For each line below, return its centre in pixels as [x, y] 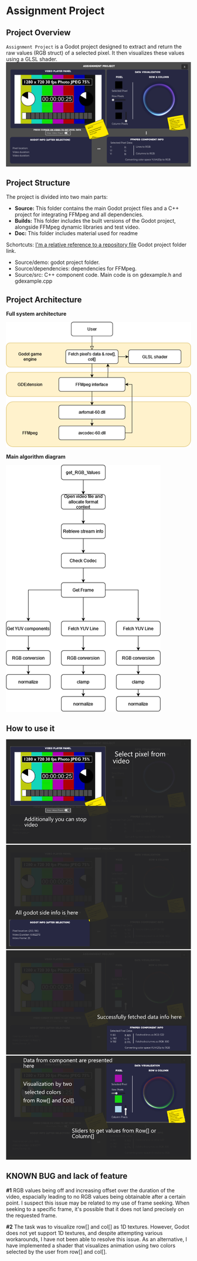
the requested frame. [32, 1215]
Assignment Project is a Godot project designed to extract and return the [94, 46]
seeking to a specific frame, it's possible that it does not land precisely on [95, 1209]
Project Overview [38, 33]
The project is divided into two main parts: [57, 197]
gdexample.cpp [33, 281]
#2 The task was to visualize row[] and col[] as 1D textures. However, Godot [98, 1226]
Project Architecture [44, 300]
